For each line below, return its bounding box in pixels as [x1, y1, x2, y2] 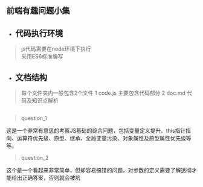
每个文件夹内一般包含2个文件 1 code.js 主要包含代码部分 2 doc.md [21, 89, 186, 97]
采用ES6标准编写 [21, 53, 63, 60]
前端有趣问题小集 [6, 5, 70, 16]
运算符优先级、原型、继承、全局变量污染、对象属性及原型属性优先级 [16, 135, 186, 142]
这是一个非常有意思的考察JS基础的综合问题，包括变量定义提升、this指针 [6, 127, 186, 135]
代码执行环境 [14, 28, 63, 38]
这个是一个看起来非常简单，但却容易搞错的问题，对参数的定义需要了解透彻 [6, 166, 192, 174]
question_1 [21, 115, 47, 122]
